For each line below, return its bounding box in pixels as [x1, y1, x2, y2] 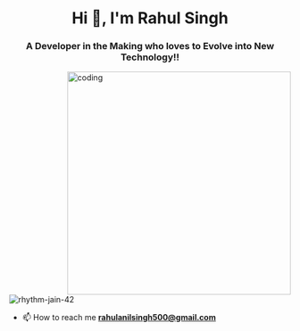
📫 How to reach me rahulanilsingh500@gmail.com [21, 312, 216, 323]
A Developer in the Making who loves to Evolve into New [25, 40, 275, 53]
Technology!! [120, 51, 180, 63]
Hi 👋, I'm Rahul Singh [71, 8, 229, 29]
